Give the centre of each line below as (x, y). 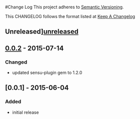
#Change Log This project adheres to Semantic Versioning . (64, 7)
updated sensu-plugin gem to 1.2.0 (47, 73)
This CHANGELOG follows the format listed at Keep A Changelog (70, 16)
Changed (16, 62)
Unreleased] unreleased (42, 32)
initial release (25, 112)
